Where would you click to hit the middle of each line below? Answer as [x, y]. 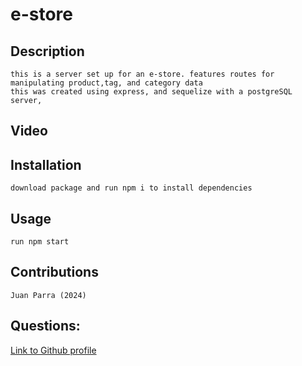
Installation [46, 164]
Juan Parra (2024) [48, 295]
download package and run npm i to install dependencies [131, 188]
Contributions [54, 272]
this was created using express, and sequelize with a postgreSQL [151, 92]
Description [47, 51]
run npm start [40, 242]
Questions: [45, 326]
